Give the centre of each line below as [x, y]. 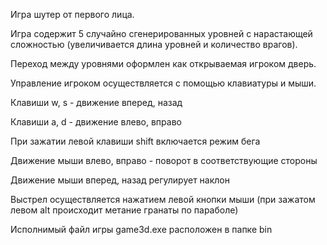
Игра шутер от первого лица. [72, 14]
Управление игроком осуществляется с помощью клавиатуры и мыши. [163, 83]
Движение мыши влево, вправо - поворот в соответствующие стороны [164, 160]
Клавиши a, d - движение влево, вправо [96, 122]
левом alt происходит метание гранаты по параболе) [124, 210]
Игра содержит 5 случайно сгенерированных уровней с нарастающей [161, 33]
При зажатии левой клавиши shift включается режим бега [135, 141]
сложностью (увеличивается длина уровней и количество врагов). [154, 44]
